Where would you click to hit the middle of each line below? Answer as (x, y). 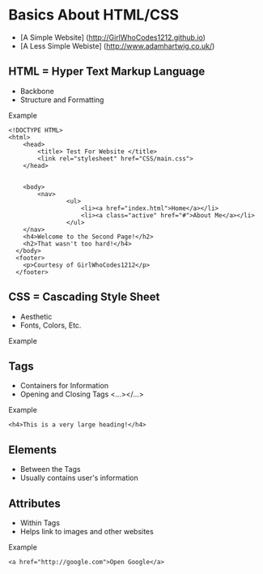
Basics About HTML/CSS (94, 15)
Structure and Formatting (62, 100)
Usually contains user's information (79, 478)
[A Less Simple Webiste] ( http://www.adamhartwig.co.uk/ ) (117, 45)
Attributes (34, 503)
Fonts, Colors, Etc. (51, 325)
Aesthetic (36, 316)
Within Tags (40, 523)
